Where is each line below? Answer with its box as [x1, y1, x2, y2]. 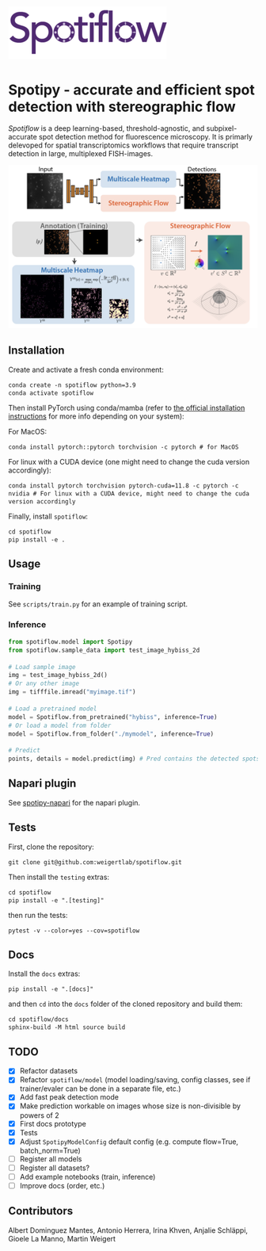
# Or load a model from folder [8, 721, 112, 729]
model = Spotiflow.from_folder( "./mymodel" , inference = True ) [8, 729, 215, 738]
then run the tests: [8, 910, 68, 920]
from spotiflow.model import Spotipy [8, 637, 133, 645]
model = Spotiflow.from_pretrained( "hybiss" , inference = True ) [8, 713, 218, 721]
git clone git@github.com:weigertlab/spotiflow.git [8, 858, 182, 867]
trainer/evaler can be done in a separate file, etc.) [19, 1084, 181, 1093]
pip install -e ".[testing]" [8, 896, 104, 905]
